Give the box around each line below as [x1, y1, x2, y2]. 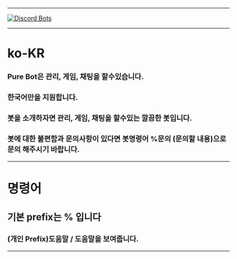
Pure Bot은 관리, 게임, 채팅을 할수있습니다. [7, 72, 145, 82]
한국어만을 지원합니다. [7, 92, 78, 102]
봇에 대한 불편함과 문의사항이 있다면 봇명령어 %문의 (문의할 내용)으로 [7, 133, 227, 143]
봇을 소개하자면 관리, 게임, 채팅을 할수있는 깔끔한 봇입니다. [7, 113, 193, 123]
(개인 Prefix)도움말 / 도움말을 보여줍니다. [7, 234, 139, 243]
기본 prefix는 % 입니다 [7, 211, 102, 223]
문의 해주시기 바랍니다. [7, 144, 80, 154]
